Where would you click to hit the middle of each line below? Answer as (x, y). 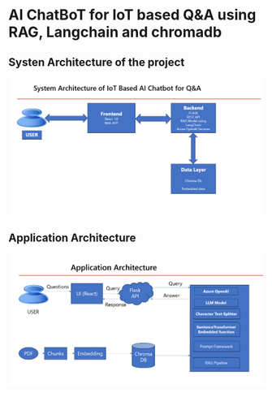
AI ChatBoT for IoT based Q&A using (132, 15)
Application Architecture (72, 238)
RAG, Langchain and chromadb (115, 32)
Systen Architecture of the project (97, 62)
